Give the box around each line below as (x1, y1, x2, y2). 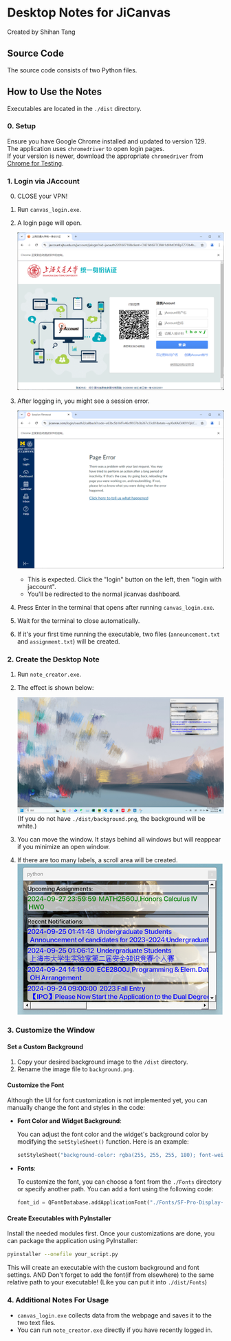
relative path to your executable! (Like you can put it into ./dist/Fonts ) (7, 1278, 208, 1287)
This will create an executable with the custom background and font (7, 1264, 199, 1272)
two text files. (16, 1318, 56, 1327)
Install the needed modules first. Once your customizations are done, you (7, 1229, 215, 1238)
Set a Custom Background (7, 1042, 84, 1051)
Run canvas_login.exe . (16, 206, 81, 214)
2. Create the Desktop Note (7, 654, 100, 664)
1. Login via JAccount (7, 176, 80, 186)
